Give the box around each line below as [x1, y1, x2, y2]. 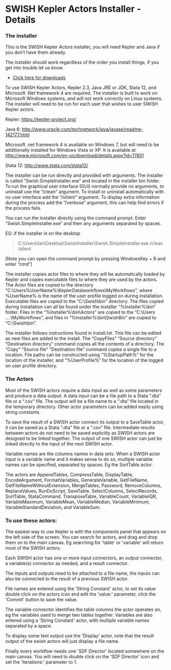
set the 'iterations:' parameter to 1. [5, 659, 78, 665]
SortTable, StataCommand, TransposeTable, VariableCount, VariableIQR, [5, 493, 157, 499]
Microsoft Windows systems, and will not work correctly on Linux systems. [5, 95, 163, 101]
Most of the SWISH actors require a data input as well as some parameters [5, 387, 162, 393]
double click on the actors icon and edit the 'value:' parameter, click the [5, 591, 156, 597]
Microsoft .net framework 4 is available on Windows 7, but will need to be [5, 141, 159, 148]
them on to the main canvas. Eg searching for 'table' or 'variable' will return [5, 539, 164, 546]
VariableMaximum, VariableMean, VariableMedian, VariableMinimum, [5, 498, 151, 505]
